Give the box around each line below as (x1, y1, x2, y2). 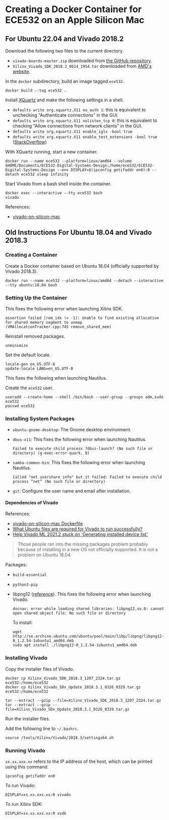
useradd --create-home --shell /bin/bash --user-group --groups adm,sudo (5, 394, 164, 399)
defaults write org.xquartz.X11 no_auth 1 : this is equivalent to (12, 107, 146, 112)
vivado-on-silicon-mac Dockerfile (12, 520, 83, 527)
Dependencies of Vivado (5, 500, 59, 506)
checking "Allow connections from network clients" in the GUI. (12, 123, 143, 129)
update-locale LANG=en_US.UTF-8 (5, 366, 73, 371)
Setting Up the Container (5, 294, 68, 301)
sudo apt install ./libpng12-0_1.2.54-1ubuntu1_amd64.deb (12, 643, 137, 648)
